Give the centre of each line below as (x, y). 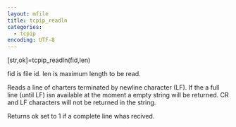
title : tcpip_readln (38, 20)
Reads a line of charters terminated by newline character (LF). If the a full (113, 87)
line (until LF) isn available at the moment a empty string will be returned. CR (118, 95)
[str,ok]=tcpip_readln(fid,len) (49, 60)
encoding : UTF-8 (31, 40)
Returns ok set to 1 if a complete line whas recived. (81, 116)
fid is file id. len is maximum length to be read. (74, 74)
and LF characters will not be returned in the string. (82, 102)
